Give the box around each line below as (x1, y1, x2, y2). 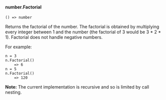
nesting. (5, 90, 22, 96)
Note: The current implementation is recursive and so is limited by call (5, 84, 150, 90)
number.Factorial (5, 4, 42, 10)
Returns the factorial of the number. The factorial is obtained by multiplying (5, 24, 160, 30)
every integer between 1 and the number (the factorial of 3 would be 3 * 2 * (5, 29, 161, 35)
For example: (5, 44, 32, 50)
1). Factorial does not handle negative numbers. (5, 34, 103, 40)
